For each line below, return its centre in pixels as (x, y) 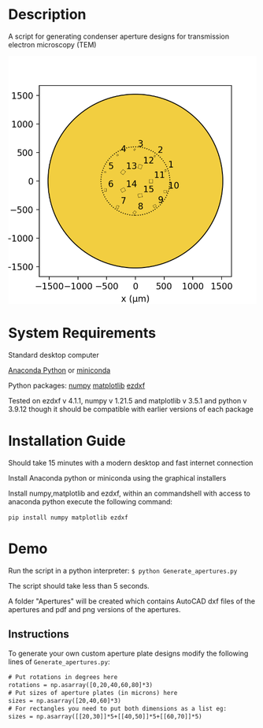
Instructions (39, 635)
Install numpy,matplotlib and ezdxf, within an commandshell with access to (129, 493)
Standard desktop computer (54, 355)
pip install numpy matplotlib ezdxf (68, 518)
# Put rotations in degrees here (63, 677)
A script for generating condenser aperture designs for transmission (119, 36)
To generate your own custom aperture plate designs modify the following (128, 653)
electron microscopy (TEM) (52, 44)
